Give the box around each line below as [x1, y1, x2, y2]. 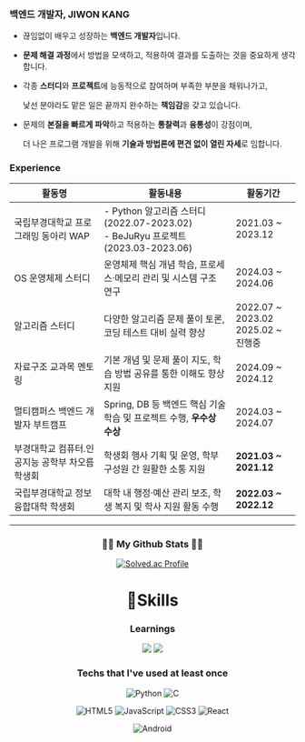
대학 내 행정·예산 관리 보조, [103, 486, 212, 499]
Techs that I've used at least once [76, 667, 229, 679]
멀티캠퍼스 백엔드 [14, 405, 84, 417]
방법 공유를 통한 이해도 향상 [114, 366, 225, 379]
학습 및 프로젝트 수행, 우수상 [103, 411, 217, 424]
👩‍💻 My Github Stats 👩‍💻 [101, 537, 204, 550]
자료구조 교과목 [14, 360, 75, 373]
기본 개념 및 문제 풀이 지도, [103, 353, 211, 366]
